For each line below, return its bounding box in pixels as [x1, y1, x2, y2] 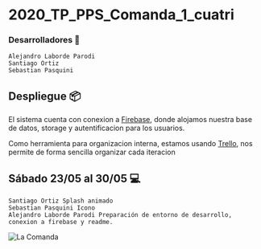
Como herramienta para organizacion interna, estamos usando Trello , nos [8, 139, 253, 149]
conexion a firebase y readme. [8, 218, 114, 227]
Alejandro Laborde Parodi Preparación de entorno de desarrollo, [8, 211, 232, 219]
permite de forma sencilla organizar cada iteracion [8, 147, 176, 157]
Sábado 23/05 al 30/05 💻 [8, 171, 141, 186]
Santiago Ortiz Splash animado [8, 197, 114, 206]
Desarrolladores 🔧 [8, 35, 81, 46]
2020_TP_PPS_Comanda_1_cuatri [8, 6, 235, 24]
